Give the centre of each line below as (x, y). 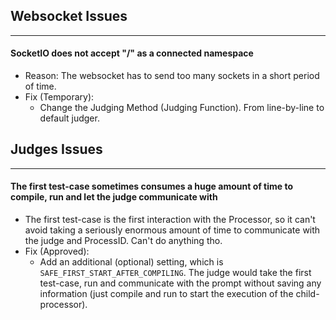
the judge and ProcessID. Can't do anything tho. (123, 241)
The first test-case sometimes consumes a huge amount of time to (152, 186)
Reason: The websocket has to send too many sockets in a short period (172, 76)
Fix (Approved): (57, 251)
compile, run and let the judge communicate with (114, 197)
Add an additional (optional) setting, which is (131, 262)
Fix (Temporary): (59, 97)
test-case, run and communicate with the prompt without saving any (180, 283)
